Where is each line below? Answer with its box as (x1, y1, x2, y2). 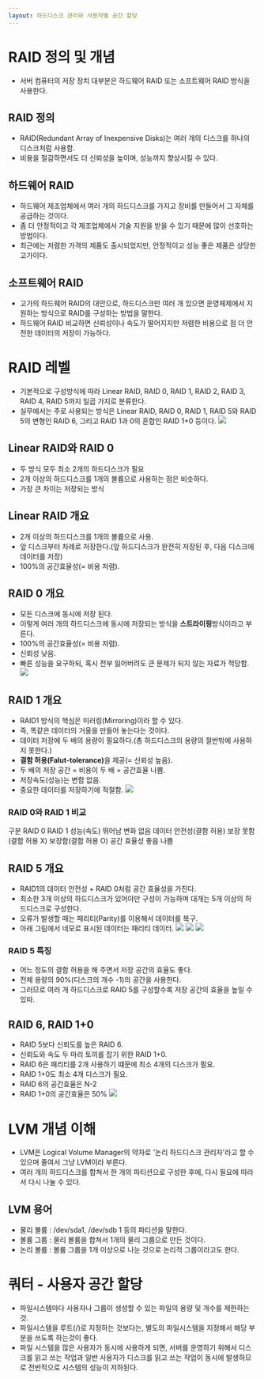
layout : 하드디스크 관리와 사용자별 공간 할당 (8, 11, 138, 20)
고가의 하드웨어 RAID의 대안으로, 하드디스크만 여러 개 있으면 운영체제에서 (19, 298, 245, 308)
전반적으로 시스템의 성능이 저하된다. (28, 1362, 138, 1373)
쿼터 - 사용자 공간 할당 (8, 1275, 143, 1294)
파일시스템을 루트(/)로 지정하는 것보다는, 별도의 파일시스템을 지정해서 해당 (19, 1323, 247, 1333)
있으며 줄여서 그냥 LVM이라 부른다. (19, 1157, 128, 1167)
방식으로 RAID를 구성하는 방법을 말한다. (40, 309, 163, 317)
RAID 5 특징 (8, 945, 52, 957)
